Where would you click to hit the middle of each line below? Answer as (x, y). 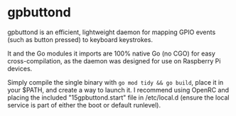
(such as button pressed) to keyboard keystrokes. (80, 39)
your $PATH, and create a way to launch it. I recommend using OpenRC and (118, 90)
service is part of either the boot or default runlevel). (84, 105)
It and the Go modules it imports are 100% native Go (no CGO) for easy (111, 53)
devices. (20, 68)
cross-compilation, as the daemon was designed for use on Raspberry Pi (114, 60)
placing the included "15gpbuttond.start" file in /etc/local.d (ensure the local (118, 97)
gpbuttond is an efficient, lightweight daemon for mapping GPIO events (112, 32)
